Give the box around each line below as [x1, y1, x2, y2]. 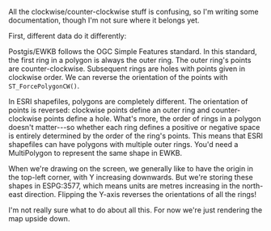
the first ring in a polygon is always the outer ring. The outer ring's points [8, 56, 252, 65]
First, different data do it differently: [8, 31, 127, 40]
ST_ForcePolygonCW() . [8, 81, 80, 90]
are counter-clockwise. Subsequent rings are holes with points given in [8, 64, 245, 73]
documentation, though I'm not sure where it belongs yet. [8, 15, 200, 25]
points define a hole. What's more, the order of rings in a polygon [43, 114, 261, 124]
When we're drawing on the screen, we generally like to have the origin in [8, 164, 253, 173]
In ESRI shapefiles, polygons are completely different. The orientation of [8, 97, 248, 106]
